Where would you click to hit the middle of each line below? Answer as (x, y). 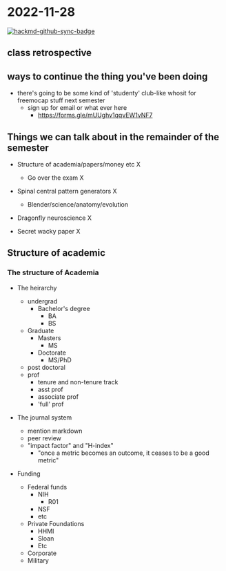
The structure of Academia (53, 272)
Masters (49, 338)
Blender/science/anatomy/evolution (78, 204)
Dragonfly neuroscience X (54, 218)
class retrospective (49, 53)
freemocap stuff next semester (61, 100)
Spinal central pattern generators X (67, 191)
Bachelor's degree (64, 308)
